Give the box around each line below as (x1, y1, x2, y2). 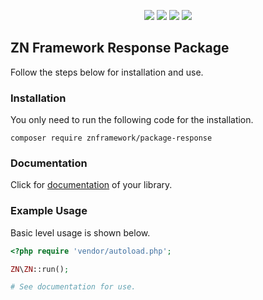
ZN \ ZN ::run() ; (10, 264, 70, 274)
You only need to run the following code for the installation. (10, 114, 254, 126)
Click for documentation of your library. (10, 179, 173, 191)
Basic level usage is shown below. (10, 226, 151, 239)
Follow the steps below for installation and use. (10, 66, 204, 78)
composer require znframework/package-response (10, 133, 213, 144)
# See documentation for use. (10, 282, 137, 292)
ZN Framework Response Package (10, 40, 230, 57)
